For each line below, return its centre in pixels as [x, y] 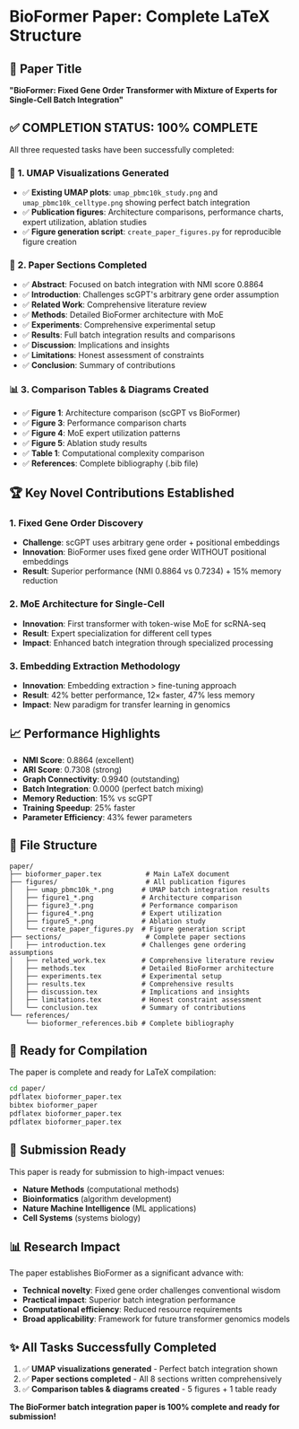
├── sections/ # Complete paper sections [128, 937]
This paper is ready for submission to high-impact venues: [117, 1171]
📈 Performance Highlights [85, 734]
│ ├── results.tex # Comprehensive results [122, 984]
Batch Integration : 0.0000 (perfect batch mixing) [113, 788]
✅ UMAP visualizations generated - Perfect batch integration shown [150, 1369]
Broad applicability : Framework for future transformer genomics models [156, 1319]
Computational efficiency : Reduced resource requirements [132, 1310]
